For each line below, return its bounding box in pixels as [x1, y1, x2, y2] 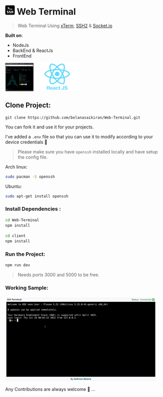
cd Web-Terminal [5, 217, 39, 222]
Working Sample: [5, 284, 49, 291]
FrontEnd [12, 53, 32, 59]
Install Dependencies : [5, 205, 61, 212]
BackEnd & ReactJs [12, 47, 53, 53]
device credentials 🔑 [5, 139, 48, 145]
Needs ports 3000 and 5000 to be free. [17, 272, 100, 278]
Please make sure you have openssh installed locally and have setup [17, 148, 158, 154]
